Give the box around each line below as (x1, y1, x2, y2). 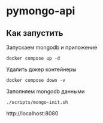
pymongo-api (6, 4, 75, 18)
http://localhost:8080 (6, 110, 59, 117)
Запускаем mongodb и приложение (6, 44, 98, 51)
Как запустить (6, 28, 63, 38)
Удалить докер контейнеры (6, 66, 77, 73)
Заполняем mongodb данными (6, 88, 85, 95)
